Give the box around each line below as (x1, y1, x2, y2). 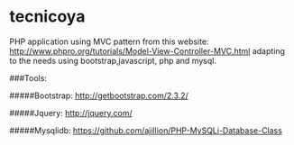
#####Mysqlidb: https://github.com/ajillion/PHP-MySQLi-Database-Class (9, 124, 282, 136)
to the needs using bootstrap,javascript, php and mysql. (9, 55, 216, 66)
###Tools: (9, 72, 48, 83)
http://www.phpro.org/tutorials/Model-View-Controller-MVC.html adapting (9, 45, 286, 56)
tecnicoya (9, 6, 86, 27)
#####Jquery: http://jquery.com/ (9, 107, 133, 118)
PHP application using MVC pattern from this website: (9, 36, 209, 47)
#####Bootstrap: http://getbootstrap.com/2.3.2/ (9, 90, 189, 101)
